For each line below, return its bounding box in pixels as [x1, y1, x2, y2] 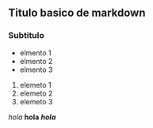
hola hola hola [8, 112, 56, 122]
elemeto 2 [19, 88, 53, 98]
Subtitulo [8, 30, 45, 41]
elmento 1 [19, 47, 52, 58]
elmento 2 [19, 56, 53, 66]
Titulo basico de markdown [8, 6, 146, 20]
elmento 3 [19, 65, 53, 74]
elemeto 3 [19, 96, 53, 106]
